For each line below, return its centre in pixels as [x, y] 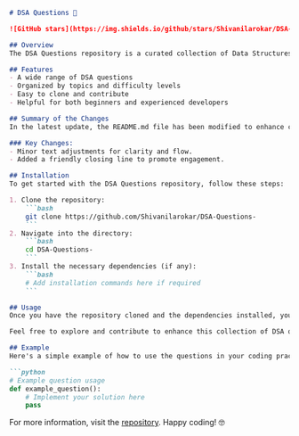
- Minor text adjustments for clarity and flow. [101, 152]
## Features [31, 70]
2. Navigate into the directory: [71, 233]
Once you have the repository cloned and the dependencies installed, [143, 316]
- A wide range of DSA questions [71, 78]
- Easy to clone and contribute [69, 95]
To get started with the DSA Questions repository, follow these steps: [147, 184]
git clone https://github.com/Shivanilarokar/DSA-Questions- [141, 217]
